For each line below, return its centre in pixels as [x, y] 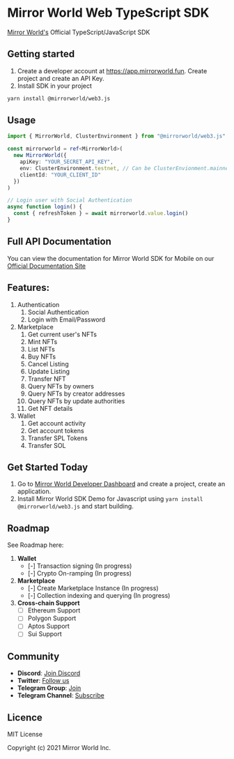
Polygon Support [52, 618]
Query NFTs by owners [61, 386]
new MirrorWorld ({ [40, 156]
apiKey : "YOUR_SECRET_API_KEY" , [67, 162]
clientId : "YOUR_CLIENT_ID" [60, 175]
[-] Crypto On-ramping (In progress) [80, 573]
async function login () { [45, 207]
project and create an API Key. [61, 78]
